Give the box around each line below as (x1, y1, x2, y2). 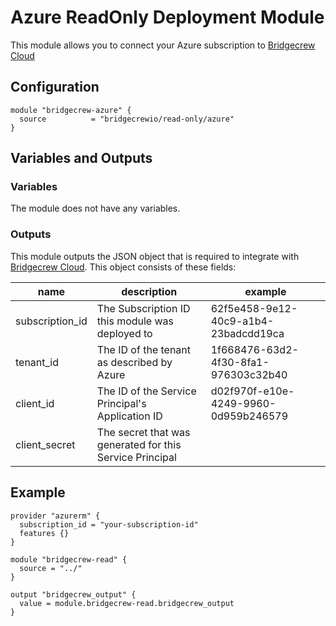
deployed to (96, 326, 153, 340)
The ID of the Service (96, 384, 197, 398)
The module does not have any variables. (10, 202, 181, 215)
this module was (96, 314, 175, 328)
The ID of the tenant (96, 342, 192, 356)
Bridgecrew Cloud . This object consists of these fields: (10, 261, 237, 273)
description (121, 284, 178, 298)
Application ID (96, 409, 163, 423)
